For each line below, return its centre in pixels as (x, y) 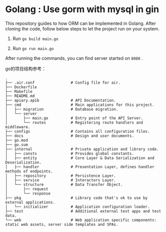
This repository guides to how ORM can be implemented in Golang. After (81, 23)
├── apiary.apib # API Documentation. (61, 100)
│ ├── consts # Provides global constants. (70, 153)
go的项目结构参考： (26, 68)
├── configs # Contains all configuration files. (78, 131)
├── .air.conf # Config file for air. (63, 83)
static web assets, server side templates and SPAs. (62, 224)
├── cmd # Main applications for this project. (80, 105)
